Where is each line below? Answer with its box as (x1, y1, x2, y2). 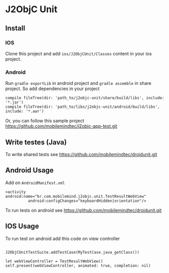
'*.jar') (5, 100, 24, 105)
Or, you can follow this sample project (5, 118, 85, 124)
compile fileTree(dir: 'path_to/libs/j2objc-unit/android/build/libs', (5, 104, 160, 110)
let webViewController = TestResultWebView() (5, 258, 103, 264)
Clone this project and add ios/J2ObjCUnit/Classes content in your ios (5, 50, 152, 56)
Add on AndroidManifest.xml (5, 179, 65, 186)
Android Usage (5, 166, 54, 175)
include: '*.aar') (5, 109, 44, 114)
